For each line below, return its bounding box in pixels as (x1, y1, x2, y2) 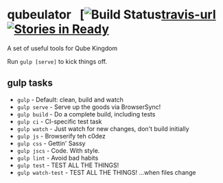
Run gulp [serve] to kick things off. (7, 57, 108, 65)
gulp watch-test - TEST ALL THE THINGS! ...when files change (16, 168, 197, 176)
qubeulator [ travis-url (7, 7, 216, 23)
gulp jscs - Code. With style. (16, 146, 100, 154)
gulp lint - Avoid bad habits (16, 154, 99, 162)
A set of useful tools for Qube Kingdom (7, 44, 118, 52)
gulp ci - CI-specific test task (16, 117, 102, 125)
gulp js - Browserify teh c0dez (16, 132, 106, 140)
